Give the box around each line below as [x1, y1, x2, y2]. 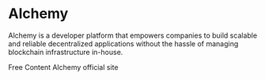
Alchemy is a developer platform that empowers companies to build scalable [8, 31, 258, 40]
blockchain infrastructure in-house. [8, 47, 123, 56]
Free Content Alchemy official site [8, 62, 119, 71]
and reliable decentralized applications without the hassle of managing [8, 38, 239, 48]
